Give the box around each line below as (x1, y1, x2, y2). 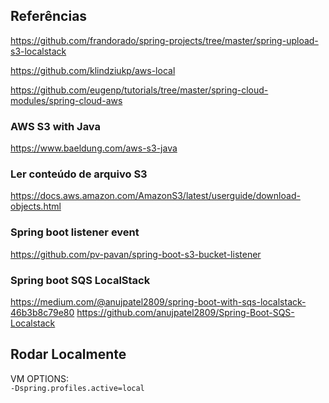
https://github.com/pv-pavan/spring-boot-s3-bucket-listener (10, 248, 262, 260)
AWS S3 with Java (10, 119, 102, 133)
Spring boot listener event (10, 225, 140, 239)
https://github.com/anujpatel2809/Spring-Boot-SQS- (76, 307, 295, 318)
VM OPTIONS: (10, 372, 69, 384)
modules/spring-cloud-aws (10, 94, 123, 106)
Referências (10, 8, 88, 25)
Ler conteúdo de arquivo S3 (10, 167, 148, 181)
